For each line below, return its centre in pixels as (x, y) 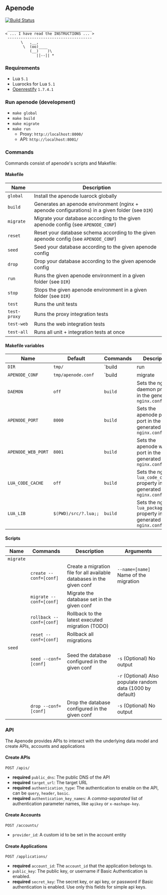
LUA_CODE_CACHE (26, 483)
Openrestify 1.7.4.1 (33, 89)
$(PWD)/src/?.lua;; (76, 514)
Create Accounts (23, 815)
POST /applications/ (27, 857)
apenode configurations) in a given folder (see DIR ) (94, 210)
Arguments (138, 551)
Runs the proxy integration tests (71, 314)
